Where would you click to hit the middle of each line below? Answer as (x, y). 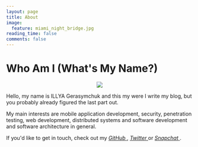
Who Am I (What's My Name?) (82, 68)
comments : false (26, 39)
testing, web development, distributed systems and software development (97, 120)
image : (14, 23)
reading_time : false (32, 34)
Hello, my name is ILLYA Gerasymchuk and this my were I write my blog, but (99, 96)
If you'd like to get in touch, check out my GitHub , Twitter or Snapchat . (94, 138)
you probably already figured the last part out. (62, 102)
